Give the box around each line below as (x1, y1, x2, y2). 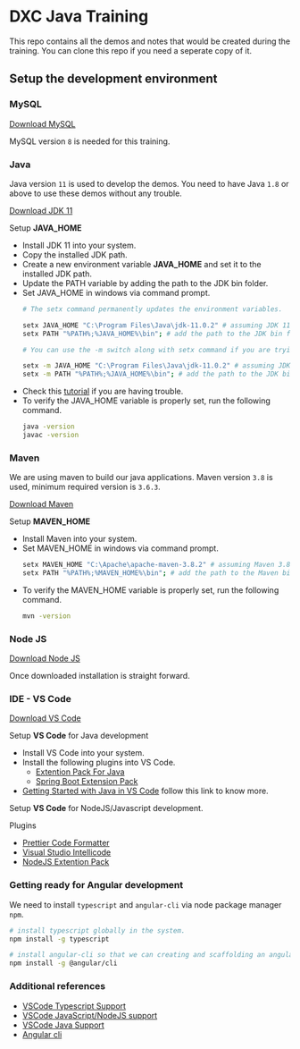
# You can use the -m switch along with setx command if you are (21, 345, 271, 354)
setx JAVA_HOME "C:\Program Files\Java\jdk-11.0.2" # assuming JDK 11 (21, 320, 291, 330)
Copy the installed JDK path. (21, 249, 128, 260)
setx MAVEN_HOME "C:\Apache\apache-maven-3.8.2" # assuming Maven (21, 561, 275, 570)
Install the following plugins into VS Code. (21, 757, 176, 768)
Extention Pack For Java (35, 766, 125, 777)
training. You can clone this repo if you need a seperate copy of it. (9, 45, 253, 55)
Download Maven (9, 499, 74, 510)
